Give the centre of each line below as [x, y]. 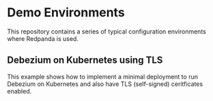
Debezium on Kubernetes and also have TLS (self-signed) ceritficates [105, 84]
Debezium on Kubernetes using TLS [85, 60]
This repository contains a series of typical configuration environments [106, 31]
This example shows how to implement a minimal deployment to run [102, 76]
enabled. [19, 91]
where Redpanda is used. [43, 38]
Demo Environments [66, 13]
